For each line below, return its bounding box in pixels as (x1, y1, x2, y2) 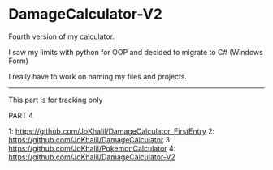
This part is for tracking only (8, 95, 103, 104)
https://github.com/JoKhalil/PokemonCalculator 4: (8, 143, 176, 153)
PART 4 (8, 110, 34, 120)
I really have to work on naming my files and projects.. (8, 71, 189, 81)
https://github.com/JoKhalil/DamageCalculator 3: (8, 134, 172, 144)
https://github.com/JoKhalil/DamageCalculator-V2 (8, 151, 176, 162)
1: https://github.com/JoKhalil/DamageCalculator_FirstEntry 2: (8, 126, 215, 136)
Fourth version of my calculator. (8, 32, 115, 41)
